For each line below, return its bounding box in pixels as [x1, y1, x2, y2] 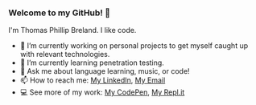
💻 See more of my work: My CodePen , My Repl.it [19, 87, 185, 97]
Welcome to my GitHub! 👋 [8, 7, 111, 18]
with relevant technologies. [19, 50, 110, 59]
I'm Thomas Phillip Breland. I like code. [8, 26, 137, 35]
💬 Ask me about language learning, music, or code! [19, 67, 191, 76]
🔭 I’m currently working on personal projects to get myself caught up [19, 41, 248, 50]
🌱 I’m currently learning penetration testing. [19, 58, 165, 67]
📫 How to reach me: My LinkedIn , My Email [19, 75, 166, 85]
